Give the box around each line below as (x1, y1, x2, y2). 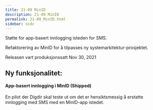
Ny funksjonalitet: (5, 68, 62, 77)
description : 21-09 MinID (5, 12, 59, 17)
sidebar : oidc (5, 21, 35, 26)
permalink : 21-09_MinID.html (5, 16, 66, 21)
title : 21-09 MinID (5, 7, 46, 12)
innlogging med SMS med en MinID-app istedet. (5, 99, 104, 105)
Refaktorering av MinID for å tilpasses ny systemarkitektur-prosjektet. (5, 44, 148, 50)
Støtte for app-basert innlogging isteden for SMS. (5, 35, 107, 41)
